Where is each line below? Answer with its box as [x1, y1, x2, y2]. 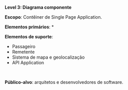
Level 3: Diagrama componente [5, 5, 72, 10]
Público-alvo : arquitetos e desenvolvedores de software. [5, 79, 123, 85]
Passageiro [12, 43, 36, 50]
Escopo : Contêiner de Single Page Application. [5, 14, 102, 20]
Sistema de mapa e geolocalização [12, 54, 85, 60]
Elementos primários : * [5, 24, 54, 30]
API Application [12, 60, 44, 65]
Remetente [12, 49, 35, 55]
